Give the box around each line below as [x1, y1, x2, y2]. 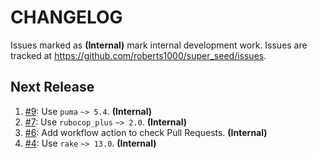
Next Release [10, 79, 95, 96]
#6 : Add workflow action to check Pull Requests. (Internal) [24, 126, 268, 138]
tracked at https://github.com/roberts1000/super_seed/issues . [10, 49, 267, 61]
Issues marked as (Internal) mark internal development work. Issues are [10, 39, 308, 51]
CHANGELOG [10, 6, 123, 29]
